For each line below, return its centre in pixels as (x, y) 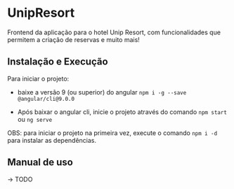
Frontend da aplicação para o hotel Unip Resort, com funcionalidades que (114, 32)
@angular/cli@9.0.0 (46, 99)
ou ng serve (35, 119)
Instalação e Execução (58, 62)
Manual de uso (40, 162)
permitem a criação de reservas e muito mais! (74, 39)
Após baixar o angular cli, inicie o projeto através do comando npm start (122, 112)
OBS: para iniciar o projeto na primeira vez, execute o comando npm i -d (112, 133)
